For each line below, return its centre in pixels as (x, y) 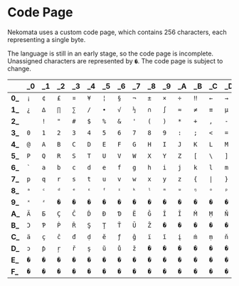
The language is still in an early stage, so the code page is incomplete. (111, 53)
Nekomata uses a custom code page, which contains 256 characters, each (117, 32)
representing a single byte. (47, 39)
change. (20, 68)
